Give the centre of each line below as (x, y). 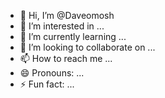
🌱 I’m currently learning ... (73, 36)
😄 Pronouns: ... (52, 73)
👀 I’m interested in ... (62, 26)
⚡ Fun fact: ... (47, 84)
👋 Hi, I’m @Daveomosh (67, 15)
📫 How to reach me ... (66, 58)
